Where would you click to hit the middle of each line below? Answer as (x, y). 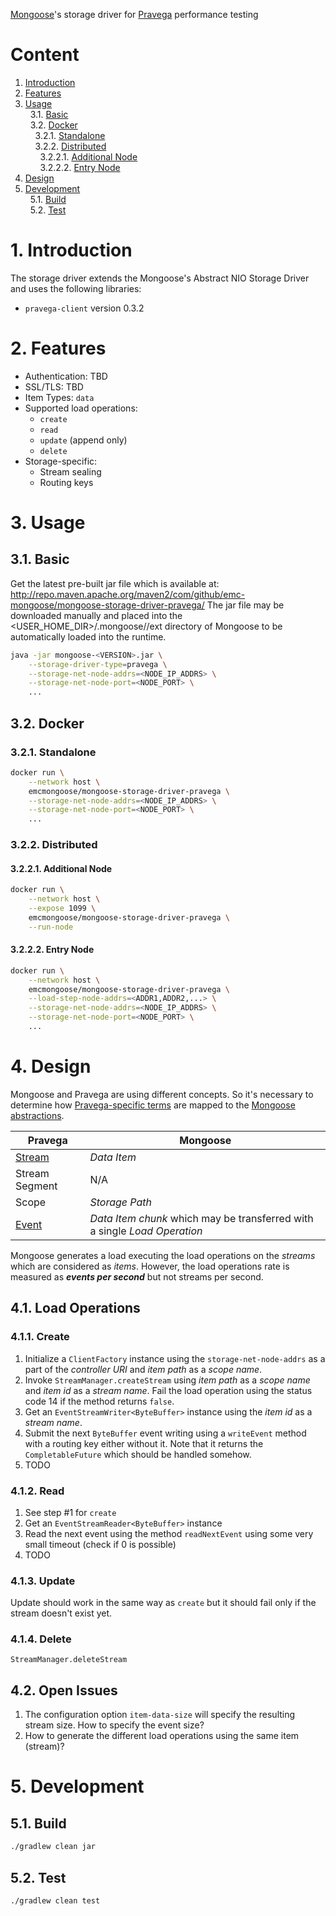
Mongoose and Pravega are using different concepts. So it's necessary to (162, 1094)
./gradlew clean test (55, 1900)
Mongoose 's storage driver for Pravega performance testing (134, 14)
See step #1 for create (70, 1512)
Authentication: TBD (66, 376)
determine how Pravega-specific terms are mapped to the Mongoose (153, 1105)
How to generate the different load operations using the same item (162, 1736)
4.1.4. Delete (41, 1639)
